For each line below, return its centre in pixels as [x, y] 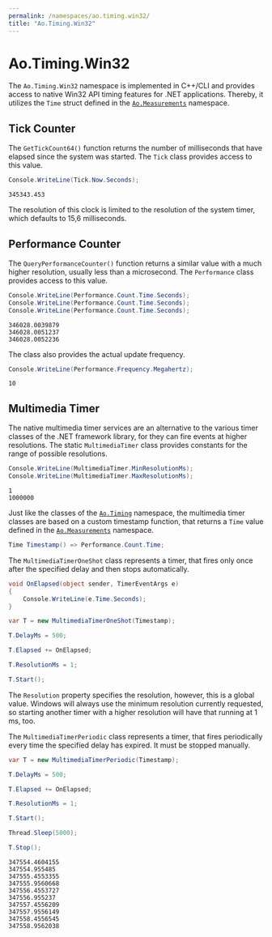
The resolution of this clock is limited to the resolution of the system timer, [132, 210]
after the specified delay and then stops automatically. [99, 569]
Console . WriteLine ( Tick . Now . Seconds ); [74, 180]
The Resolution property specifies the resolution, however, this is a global [132, 695]
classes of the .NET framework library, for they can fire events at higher [128, 437]
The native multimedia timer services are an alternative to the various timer [134, 428]
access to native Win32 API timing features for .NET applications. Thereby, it [136, 95]
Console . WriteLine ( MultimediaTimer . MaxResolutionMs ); [101, 476]
